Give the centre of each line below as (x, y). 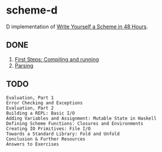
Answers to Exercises (33, 144)
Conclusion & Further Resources (46, 139)
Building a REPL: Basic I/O (41, 113)
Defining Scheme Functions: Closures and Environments (75, 123)
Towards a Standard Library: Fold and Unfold (63, 134)
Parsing (24, 65)
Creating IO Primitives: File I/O (49, 128)
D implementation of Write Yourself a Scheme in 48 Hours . (77, 27)
